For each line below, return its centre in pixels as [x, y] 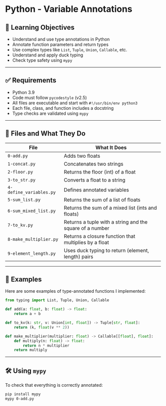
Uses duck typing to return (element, [106, 250]
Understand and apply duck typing [48, 55]
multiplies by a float [86, 242]
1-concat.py [22, 164]
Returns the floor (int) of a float [100, 172]
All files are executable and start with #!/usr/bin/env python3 [75, 103]
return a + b [27, 314]
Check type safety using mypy [42, 60]
